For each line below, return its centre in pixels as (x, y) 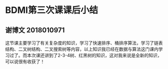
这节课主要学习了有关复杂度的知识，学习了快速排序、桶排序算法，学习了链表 (84, 43)
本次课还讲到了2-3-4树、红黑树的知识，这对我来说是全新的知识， (94, 55)
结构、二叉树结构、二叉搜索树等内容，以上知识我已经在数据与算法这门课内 (82, 49)
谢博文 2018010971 (35, 30)
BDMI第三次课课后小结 (52, 10)
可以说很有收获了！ (25, 62)
